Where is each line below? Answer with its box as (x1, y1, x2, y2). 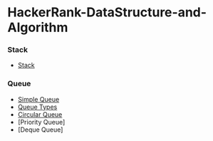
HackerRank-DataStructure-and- (7, 4, 207, 21)
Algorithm (7, 19, 68, 36)
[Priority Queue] (17, 117, 66, 126)
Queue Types (17, 103, 58, 111)
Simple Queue (17, 95, 60, 103)
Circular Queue (17, 110, 63, 118)
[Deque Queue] (17, 125, 63, 134)
